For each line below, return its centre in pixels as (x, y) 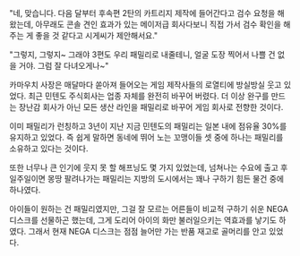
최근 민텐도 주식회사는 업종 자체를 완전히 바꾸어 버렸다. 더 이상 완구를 (149, 96)
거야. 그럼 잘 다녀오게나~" (64, 66)
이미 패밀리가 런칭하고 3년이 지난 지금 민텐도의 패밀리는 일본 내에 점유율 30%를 (148, 126)
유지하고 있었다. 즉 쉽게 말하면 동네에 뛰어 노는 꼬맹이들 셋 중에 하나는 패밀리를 (146, 137)
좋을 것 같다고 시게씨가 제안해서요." (97, 35)
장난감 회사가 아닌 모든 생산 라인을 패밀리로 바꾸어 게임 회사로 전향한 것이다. (151, 107)
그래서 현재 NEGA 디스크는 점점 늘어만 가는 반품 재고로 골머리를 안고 (147, 231)
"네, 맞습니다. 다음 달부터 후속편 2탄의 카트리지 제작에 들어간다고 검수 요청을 (142, 13)
